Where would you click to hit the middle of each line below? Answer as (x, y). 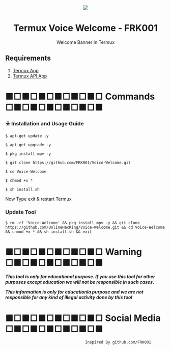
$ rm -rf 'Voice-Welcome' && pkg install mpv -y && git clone (73, 223)
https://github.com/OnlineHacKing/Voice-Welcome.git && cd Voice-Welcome (85, 227)
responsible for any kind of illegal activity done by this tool (69, 298)
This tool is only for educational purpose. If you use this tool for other (80, 277)
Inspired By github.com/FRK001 (118, 342)
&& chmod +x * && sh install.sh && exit (49, 232)
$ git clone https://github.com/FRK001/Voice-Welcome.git (68, 163)
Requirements (28, 58)
